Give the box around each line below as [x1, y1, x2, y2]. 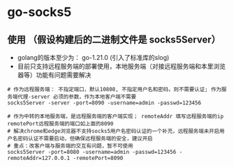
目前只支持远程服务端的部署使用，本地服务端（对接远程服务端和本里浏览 [17, 62, 226, 70]
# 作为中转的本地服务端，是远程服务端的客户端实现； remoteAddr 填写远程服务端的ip [7, 113, 224, 120]
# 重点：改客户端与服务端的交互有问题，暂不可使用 [7, 143, 133, 150]
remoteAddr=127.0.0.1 [7, 154, 71, 161]
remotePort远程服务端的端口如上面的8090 [7, 120, 114, 127]
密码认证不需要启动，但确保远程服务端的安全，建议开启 [17, 135, 153, 142]
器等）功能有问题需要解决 [17, 71, 92, 79]
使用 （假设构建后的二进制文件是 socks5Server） [7, 33, 221, 45]
